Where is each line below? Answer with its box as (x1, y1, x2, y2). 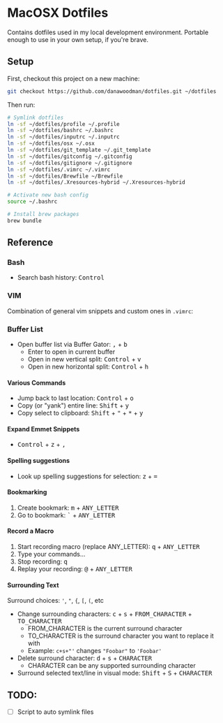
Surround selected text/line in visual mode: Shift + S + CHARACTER (17, 669, 213, 678)
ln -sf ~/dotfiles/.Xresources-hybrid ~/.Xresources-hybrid (7, 179, 186, 186)
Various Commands (7, 378, 66, 387)
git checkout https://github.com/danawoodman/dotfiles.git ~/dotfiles (7, 87, 217, 95)
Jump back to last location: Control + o (17, 394, 134, 403)
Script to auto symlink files (17, 708, 94, 716)
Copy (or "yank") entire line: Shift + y (17, 401, 130, 410)
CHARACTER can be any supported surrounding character (27, 661, 197, 670)
